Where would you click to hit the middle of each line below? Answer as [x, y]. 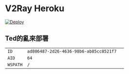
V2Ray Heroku [35, 9]
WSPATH [15, 65]
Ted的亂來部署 [27, 39]
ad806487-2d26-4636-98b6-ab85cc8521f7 [72, 51]
